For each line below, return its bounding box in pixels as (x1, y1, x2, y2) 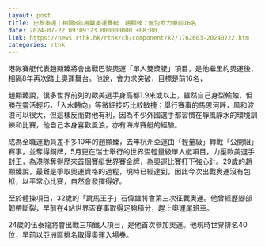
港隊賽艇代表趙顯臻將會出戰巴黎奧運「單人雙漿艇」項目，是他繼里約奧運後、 (8, 64, 258, 74)
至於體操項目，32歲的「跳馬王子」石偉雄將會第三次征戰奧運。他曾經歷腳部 (8, 193, 253, 203)
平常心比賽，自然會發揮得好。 (28, 177, 127, 186)
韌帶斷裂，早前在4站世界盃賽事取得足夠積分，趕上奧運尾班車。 (8, 203, 214, 213)
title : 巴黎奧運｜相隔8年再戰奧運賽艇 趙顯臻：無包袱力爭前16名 (8, 19, 197, 27)
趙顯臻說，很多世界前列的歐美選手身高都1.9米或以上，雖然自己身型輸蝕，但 (8, 90, 253, 100)
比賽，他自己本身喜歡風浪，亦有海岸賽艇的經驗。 (21, 120, 182, 130)
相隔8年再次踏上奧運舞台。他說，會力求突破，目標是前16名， (8, 74, 207, 83)
